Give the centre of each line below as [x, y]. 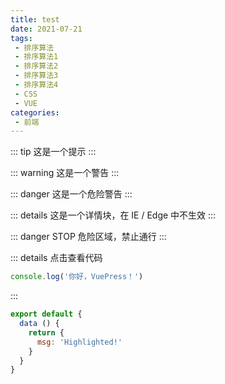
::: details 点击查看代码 [56, 258]
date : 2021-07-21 [46, 29]
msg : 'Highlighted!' [79, 342]
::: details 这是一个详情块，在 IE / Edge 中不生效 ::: [113, 215]
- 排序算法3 [36, 76]
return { [46, 332]
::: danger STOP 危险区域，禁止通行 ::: [88, 237]
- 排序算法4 [36, 85]
